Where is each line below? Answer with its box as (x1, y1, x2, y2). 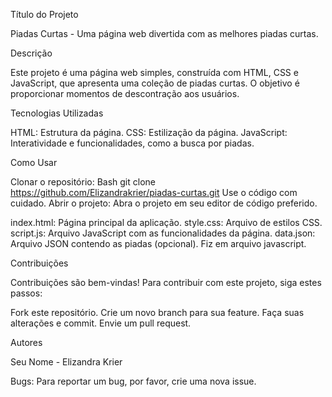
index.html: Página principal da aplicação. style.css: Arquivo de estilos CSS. (10, 217, 323, 228)
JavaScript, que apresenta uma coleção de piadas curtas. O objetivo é (10, 77, 300, 89)
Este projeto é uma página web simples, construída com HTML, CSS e (10, 67, 299, 78)
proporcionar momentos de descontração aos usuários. (10, 88, 240, 99)
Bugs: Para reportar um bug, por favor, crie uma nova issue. (10, 375, 257, 387)
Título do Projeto (10, 9, 79, 20)
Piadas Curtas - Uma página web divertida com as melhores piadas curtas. (10, 28, 319, 39)
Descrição (10, 47, 53, 59)
